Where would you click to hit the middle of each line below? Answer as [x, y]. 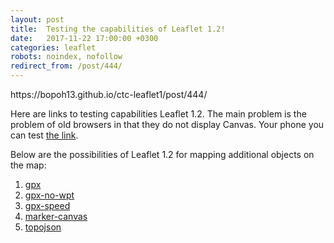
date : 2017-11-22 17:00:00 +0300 [84, 38]
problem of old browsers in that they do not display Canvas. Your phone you [167, 124]
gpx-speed [47, 205]
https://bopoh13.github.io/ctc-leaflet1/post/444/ [109, 94]
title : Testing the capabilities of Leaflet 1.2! [118, 29]
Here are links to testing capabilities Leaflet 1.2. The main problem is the [158, 114]
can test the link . [44, 135]
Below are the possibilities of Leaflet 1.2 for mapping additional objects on [162, 154]
